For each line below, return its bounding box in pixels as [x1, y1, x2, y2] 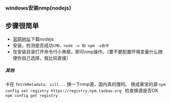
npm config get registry [5, 93, 58, 98]
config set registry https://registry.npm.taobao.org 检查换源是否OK [5, 87, 159, 93]
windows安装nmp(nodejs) [5, 4, 71, 11]
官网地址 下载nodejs [12, 36, 54, 42]
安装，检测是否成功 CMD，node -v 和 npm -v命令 [12, 42, 109, 48]
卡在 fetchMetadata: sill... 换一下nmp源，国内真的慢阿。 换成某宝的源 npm [5, 81, 166, 87]
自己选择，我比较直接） [21, 55, 71, 61]
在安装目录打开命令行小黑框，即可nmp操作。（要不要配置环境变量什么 [12, 48, 158, 55]
